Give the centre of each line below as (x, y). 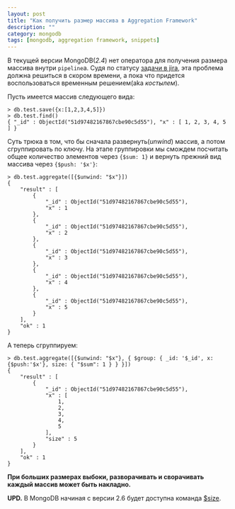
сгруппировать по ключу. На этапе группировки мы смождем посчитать (118, 149)
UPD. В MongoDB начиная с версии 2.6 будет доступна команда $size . (114, 498)
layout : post (27, 14)
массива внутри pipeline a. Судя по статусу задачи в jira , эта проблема (115, 68)
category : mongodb (34, 34)
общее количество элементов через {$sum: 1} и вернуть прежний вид (114, 157)
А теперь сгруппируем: (42, 345)
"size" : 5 (61, 439)
